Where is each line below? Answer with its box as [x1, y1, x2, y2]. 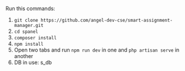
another [14, 53, 34, 59]
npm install [14, 41, 44, 47]
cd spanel [14, 29, 39, 35]
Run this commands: [5, 5, 55, 12]
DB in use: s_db [14, 59, 52, 66]
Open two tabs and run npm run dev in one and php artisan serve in [14, 46, 180, 53]
